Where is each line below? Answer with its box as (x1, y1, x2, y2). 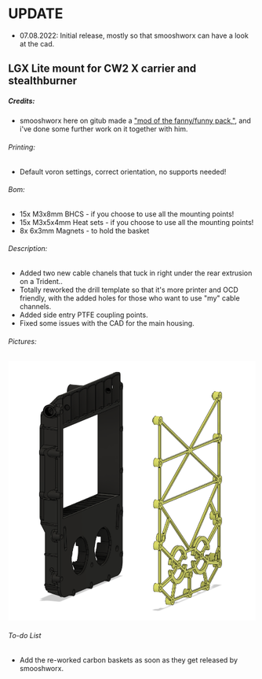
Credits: (8, 96, 35, 105)
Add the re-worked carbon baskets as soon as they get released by (19, 655, 238, 665)
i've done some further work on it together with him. (19, 124, 188, 134)
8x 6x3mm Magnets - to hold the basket (19, 226, 150, 235)
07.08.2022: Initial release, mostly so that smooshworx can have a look (19, 31, 249, 40)
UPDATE (8, 5, 64, 23)
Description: (8, 244, 48, 253)
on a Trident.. (19, 276, 63, 286)
